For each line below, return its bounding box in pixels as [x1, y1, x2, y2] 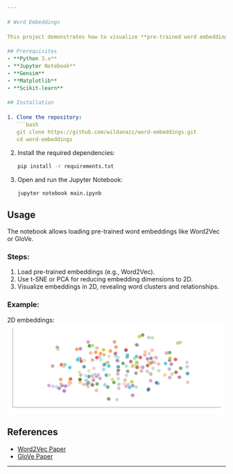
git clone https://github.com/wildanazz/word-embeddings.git [16, 129, 197, 136]
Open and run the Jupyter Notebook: [17, 175, 123, 183]
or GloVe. [7, 235, 34, 243]
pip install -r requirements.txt [17, 163, 114, 170]
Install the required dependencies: [17, 148, 116, 156]
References [7, 426, 58, 438]
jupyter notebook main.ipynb [17, 190, 102, 197]
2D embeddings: [7, 316, 55, 324]
